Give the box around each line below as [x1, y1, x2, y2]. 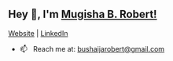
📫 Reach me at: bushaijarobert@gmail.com [19, 44, 165, 53]
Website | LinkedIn [8, 28, 68, 38]
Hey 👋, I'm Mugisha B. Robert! [8, 8, 157, 21]
